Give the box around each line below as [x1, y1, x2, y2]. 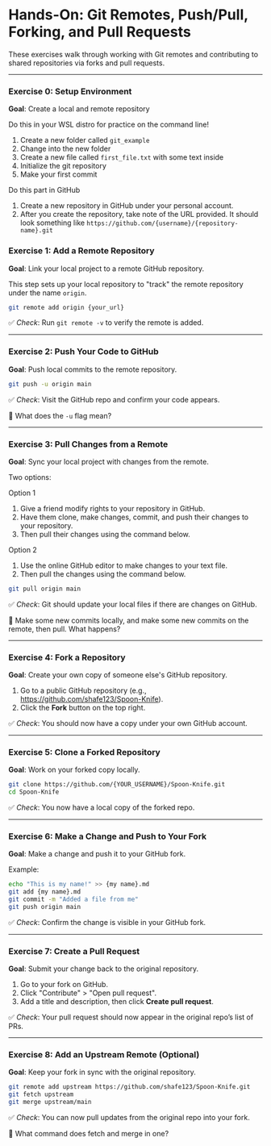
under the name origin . [8, 288, 87, 298]
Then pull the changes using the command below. [19, 569, 186, 578]
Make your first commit [19, 169, 98, 179]
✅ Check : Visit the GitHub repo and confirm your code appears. [8, 394, 220, 404]
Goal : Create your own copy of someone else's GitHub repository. [8, 670, 227, 680]
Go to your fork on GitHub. [19, 980, 109, 990]
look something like [19, 218, 85, 227]
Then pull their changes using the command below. [19, 529, 191, 539]
